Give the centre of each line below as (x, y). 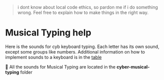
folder (26, 72)
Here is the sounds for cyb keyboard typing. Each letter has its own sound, (82, 46)
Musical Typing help (48, 33)
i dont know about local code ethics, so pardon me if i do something (88, 7)
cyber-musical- (133, 66)
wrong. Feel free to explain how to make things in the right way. (83, 12)
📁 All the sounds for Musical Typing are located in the (60, 66)
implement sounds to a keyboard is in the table (53, 57)
